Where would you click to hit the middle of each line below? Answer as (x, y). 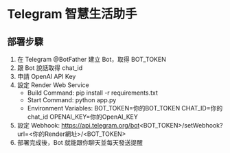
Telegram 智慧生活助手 (72, 14)
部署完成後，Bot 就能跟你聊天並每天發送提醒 (80, 142)
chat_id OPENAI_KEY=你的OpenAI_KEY (83, 117)
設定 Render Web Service (53, 85)
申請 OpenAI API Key (46, 76)
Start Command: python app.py (72, 100)
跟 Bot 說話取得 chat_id (50, 68)
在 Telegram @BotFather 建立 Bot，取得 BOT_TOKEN (91, 59)
